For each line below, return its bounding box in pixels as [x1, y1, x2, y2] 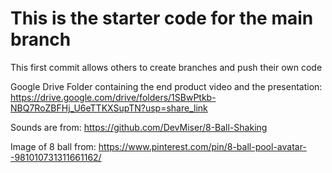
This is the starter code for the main [10, 7, 314, 30]
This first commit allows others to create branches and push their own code [10, 61, 323, 73]
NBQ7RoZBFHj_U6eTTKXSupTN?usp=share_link [10, 102, 208, 114]
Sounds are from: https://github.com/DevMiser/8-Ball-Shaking [10, 121, 268, 133]
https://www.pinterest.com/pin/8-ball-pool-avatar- [98, 140, 307, 152]
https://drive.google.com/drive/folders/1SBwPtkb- [10, 91, 217, 103]
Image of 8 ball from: [10, 140, 97, 152]
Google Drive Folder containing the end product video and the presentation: [10, 80, 323, 92]
